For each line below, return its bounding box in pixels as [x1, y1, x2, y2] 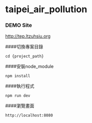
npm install [5, 74, 30, 79]
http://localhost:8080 [5, 113, 53, 118]
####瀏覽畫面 [5, 103, 34, 109]
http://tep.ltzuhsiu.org [5, 33, 51, 39]
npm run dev [5, 93, 30, 99]
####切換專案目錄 [5, 44, 43, 50]
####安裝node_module [5, 64, 54, 70]
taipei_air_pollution [5, 4, 87, 15]
